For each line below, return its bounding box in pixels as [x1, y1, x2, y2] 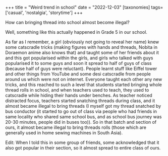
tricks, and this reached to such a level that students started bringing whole [5, 82, 162, 88]
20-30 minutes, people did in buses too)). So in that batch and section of [5, 119, 157, 125]
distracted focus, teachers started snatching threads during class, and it [5, 98, 155, 104]
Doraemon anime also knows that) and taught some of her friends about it [5, 50, 159, 55]
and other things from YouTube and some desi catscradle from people [5, 71, 151, 77]
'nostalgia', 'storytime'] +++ [25, 10, 83, 16]
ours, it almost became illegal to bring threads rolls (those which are [5, 124, 146, 130]
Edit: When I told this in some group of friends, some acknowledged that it [5, 139, 159, 145]
